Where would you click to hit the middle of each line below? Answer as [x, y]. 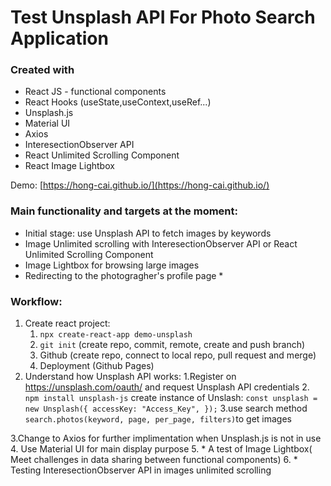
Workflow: [36, 301]
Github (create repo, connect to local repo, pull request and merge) [178, 355]
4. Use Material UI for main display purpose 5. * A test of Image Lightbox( [161, 449]
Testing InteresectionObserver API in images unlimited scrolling [141, 470]
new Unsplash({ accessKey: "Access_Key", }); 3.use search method [166, 408]
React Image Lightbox [69, 166]
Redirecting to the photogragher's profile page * [124, 275]
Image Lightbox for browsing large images [112, 265]
